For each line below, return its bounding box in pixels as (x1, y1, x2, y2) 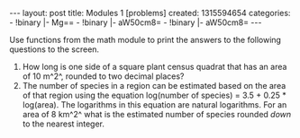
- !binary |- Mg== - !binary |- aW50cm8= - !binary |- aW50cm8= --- (9, 17, 262, 28)
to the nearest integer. (22, 118, 105, 129)
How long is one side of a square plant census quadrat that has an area (22, 62, 287, 72)
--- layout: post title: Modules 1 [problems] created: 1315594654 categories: (9, 8, 291, 18)
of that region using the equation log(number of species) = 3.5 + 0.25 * (22, 90, 286, 100)
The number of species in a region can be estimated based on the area (22, 81, 286, 91)
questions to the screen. (9, 44, 100, 55)
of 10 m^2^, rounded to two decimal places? (22, 71, 185, 82)
